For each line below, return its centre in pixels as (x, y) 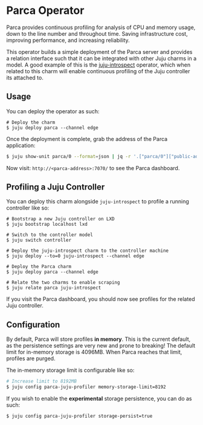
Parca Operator (45, 11)
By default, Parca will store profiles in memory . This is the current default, (98, 339)
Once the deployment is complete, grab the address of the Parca (87, 139)
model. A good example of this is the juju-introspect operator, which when (98, 65)
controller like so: (28, 208)
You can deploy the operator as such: (53, 111)
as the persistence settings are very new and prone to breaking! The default (101, 346)
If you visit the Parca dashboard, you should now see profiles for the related (101, 299)
